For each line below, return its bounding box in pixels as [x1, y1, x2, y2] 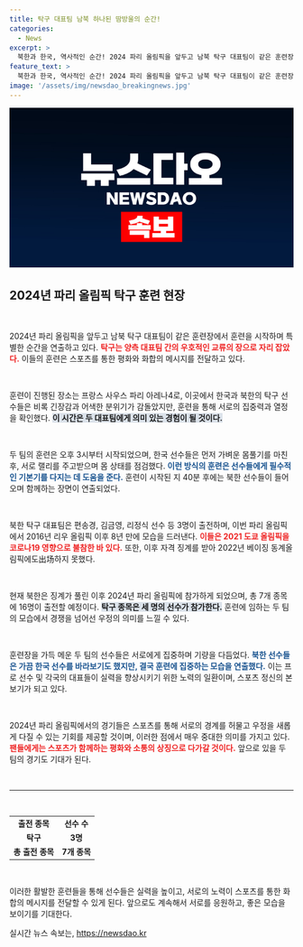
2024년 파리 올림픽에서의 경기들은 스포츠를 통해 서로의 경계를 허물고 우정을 [9, 720, 275, 731]
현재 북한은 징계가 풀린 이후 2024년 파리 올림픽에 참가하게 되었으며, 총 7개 [9, 590, 271, 601]
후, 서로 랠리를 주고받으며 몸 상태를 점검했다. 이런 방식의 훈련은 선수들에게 [9, 460, 268, 471]
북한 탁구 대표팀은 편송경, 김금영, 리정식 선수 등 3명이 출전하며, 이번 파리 [9, 520, 264, 531]
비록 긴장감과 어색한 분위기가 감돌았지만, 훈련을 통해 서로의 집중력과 [32, 402, 272, 413]
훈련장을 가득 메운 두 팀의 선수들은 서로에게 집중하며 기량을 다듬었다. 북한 [9, 650, 267, 661]
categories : [9, 23, 54, 33]
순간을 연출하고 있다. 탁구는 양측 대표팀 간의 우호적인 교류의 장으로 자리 [25, 342, 274, 353]
